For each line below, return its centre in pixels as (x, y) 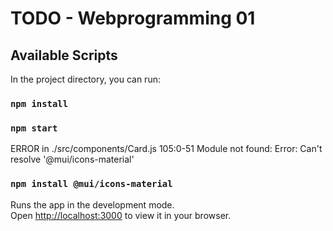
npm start (34, 128)
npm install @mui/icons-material (91, 184)
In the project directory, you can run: (85, 79)
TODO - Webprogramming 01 (133, 18)
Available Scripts (64, 55)
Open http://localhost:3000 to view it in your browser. (121, 215)
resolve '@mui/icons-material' (72, 159)
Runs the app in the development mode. (92, 204)
